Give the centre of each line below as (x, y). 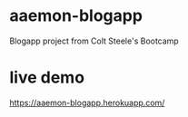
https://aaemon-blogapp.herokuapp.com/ (87, 102)
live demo (47, 78)
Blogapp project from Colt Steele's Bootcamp (94, 41)
